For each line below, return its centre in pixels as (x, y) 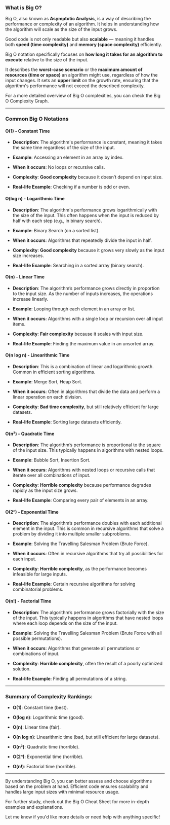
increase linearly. (30, 299)
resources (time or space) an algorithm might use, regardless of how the (81, 75)
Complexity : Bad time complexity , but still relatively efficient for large (86, 407)
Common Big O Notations (37, 119)
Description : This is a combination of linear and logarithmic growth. (83, 367)
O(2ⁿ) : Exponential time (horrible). (48, 757)
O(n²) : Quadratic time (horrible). (46, 746)
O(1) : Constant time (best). (40, 707)
